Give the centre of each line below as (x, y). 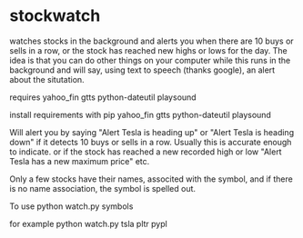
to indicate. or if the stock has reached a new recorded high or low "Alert (146, 152)
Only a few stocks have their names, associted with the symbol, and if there (151, 179)
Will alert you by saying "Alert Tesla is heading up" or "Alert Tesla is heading (151, 132)
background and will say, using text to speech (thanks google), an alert (142, 70)
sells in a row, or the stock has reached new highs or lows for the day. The (149, 50)
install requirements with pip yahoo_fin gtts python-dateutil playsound (140, 114)
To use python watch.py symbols (71, 206)
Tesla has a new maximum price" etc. (80, 161)
